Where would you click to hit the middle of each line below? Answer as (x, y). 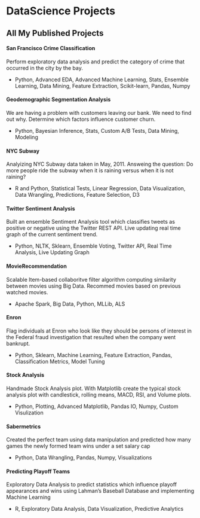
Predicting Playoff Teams (38, 471)
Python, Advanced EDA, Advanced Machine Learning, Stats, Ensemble (102, 80)
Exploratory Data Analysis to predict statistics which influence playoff (92, 485)
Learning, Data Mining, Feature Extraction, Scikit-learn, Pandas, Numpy (102, 86)
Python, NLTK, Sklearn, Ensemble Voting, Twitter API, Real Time (93, 246)
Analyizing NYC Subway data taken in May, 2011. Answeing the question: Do (100, 164)
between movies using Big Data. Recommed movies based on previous (93, 286)
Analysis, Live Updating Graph (52, 252)
